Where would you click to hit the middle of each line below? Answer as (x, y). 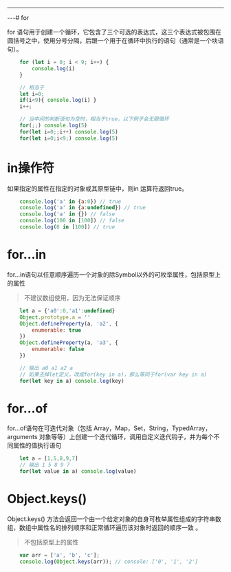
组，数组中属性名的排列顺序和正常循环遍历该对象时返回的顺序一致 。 (104, 528)
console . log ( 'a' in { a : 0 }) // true (70, 201)
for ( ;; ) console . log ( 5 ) (54, 125)
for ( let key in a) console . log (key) (72, 381)
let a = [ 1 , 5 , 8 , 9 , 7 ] (49, 458)
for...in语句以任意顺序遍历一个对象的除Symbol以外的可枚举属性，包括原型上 (114, 274)
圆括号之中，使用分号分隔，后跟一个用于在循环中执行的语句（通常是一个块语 (115, 41)
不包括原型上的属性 (51, 542)
